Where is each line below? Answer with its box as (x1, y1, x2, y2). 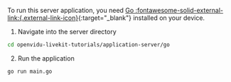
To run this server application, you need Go (7, 6, 134, 14)
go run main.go (7, 68, 53, 75)
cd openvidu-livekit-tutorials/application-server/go (7, 41, 171, 48)
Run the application (17, 53, 75, 63)
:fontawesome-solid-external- (135, 6, 224, 14)
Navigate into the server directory (17, 28, 117, 36)
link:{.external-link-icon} (7, 14, 79, 22)
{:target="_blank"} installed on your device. (77, 14, 205, 22)
